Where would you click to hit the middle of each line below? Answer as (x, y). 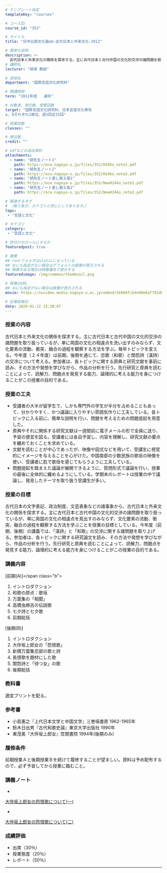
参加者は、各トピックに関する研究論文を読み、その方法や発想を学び (83, 537)
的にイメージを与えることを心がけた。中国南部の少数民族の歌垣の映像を (86, 455)
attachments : (19, 155)
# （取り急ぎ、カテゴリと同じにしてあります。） (47, 206)
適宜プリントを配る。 (27, 695)
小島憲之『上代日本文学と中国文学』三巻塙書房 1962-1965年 (74, 721)
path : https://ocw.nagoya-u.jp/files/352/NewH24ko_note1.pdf (79, 183)
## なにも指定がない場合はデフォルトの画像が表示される (55, 265)
